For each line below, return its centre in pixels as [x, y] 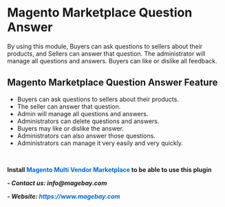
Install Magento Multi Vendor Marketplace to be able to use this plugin [109, 169]
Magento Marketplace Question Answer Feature [112, 83]
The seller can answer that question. [69, 106]
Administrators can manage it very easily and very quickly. [100, 143]
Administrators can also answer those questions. [86, 135]
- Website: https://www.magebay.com [64, 196]
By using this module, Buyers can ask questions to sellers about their [105, 46]
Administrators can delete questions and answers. [88, 121]
